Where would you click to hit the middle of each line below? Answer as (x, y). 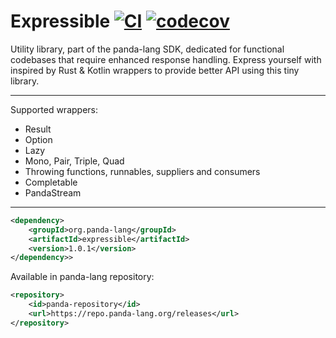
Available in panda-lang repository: (82, 277)
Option (38, 139)
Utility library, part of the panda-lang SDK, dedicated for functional (147, 49)
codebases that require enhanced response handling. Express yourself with (166, 59)
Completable (51, 182)
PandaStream (53, 192)
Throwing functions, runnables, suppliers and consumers (142, 171)
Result (38, 129)
